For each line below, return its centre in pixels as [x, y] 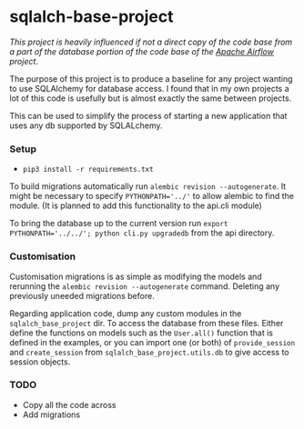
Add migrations [51, 414]
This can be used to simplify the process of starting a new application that [148, 115]
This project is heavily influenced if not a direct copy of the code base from [151, 42]
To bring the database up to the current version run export [119, 224]
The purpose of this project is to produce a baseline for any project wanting [151, 78]
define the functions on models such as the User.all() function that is [141, 333]
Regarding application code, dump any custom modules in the [126, 313]
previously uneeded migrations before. [82, 295]
